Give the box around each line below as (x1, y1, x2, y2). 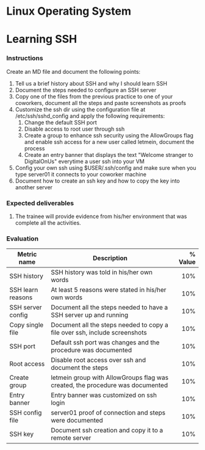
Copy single (9, 321, 44, 329)
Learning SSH (6, 32, 77, 46)
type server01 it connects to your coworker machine (15, 170, 146, 178)
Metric (17, 250, 37, 259)
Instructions (6, 54, 44, 62)
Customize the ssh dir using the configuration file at (15, 106, 146, 113)
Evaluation (6, 234, 38, 242)
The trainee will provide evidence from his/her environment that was (15, 212, 187, 220)
